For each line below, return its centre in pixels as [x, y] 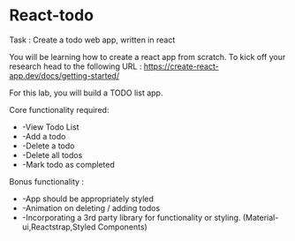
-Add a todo [44, 136]
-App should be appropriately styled [88, 199]
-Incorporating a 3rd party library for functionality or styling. [131, 217]
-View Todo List [50, 127]
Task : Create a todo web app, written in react [92, 40]
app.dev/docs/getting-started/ [64, 75]
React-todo [52, 15]
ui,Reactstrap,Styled [59, 227]
